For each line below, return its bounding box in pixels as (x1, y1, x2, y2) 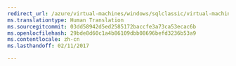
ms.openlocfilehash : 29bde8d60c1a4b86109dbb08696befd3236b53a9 (7, 29, 197, 37)
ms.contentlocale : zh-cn (7, 36, 80, 43)
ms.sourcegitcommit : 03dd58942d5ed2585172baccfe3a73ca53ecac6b (7, 23, 197, 30)
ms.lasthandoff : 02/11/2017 (7, 42, 90, 49)
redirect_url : (7, 10, 49, 17)
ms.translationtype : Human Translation (7, 17, 124, 24)
